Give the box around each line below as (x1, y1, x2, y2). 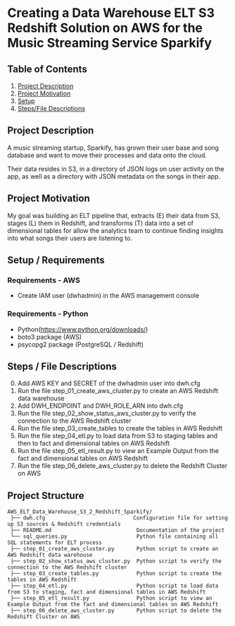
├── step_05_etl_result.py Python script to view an (10, 595, 212, 602)
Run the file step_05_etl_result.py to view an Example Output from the (17, 447, 220, 455)
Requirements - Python (7, 309, 89, 319)
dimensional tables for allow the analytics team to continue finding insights (7, 226, 224, 234)
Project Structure (7, 489, 84, 502)
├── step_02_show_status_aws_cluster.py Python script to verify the (10, 558, 222, 565)
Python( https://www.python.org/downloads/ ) (17, 325, 148, 333)
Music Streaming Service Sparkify (7, 35, 212, 51)
